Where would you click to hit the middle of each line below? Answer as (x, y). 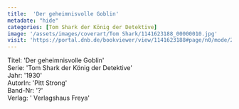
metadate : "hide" (33, 21)
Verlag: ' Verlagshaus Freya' (49, 98)
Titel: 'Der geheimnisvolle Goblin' (56, 60)
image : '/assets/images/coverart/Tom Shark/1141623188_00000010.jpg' (113, 34)
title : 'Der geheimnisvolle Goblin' (63, 14)
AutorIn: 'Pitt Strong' (37, 83)
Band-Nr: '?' (25, 91)
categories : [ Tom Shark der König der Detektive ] (83, 27)
